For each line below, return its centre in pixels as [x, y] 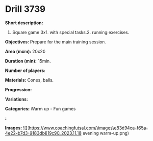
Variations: [17, 99]
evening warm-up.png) [106, 133]
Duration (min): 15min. [28, 61]
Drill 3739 [25, 9]
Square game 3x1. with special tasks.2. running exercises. [71, 32]
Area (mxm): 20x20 [25, 51]
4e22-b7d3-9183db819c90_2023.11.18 [43, 133]
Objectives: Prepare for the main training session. [56, 42]
